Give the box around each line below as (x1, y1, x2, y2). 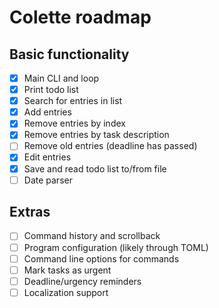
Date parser (23, 174, 73, 186)
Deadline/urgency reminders (23, 275, 142, 287)
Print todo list (23, 84, 79, 96)
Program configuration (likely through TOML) (23, 241, 209, 253)
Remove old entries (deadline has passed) (23, 140, 198, 152)
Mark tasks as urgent (23, 264, 112, 276)
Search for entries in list (23, 95, 123, 107)
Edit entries (23, 151, 72, 163)
